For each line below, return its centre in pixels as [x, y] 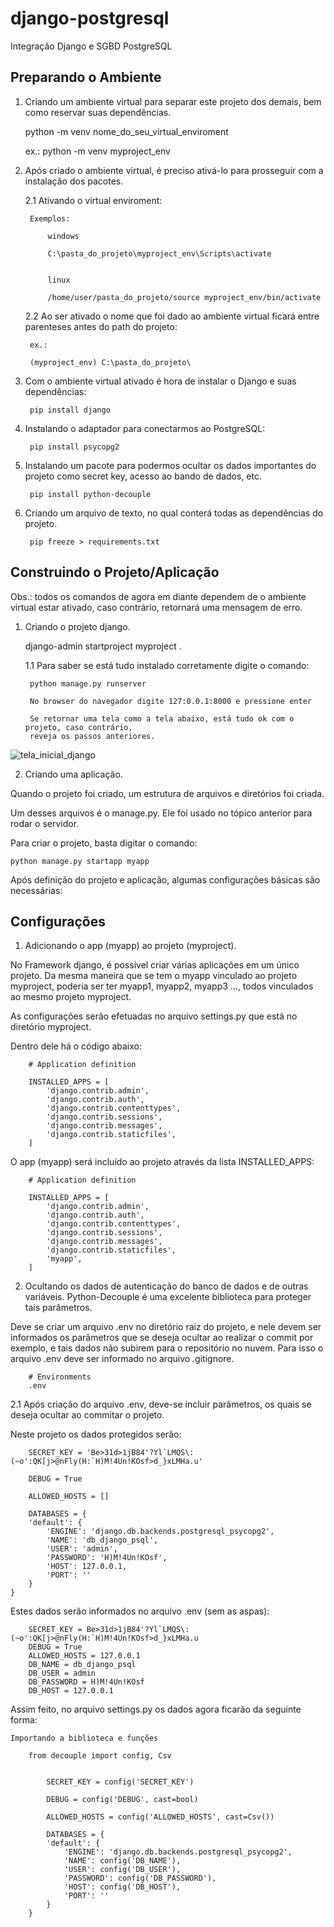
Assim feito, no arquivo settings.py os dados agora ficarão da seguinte [156, 1709]
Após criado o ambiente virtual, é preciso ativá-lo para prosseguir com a [174, 170]
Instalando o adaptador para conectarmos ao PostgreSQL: [145, 428]
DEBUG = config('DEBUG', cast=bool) [122, 1800]
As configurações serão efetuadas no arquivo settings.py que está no [154, 1016]
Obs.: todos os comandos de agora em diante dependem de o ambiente [158, 596]
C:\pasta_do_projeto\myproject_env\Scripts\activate [159, 253]
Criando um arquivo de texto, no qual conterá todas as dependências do [174, 513]
